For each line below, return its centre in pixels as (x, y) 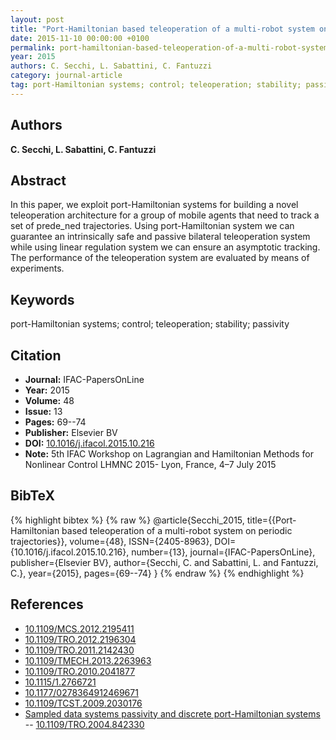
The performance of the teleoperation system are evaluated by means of (160, 258)
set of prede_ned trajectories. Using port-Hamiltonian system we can (152, 226)
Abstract (38, 180)
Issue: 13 (43, 411)
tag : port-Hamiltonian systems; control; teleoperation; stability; (156, 85)
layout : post (37, 19)
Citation (36, 355)
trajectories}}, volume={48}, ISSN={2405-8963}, (111, 541)
